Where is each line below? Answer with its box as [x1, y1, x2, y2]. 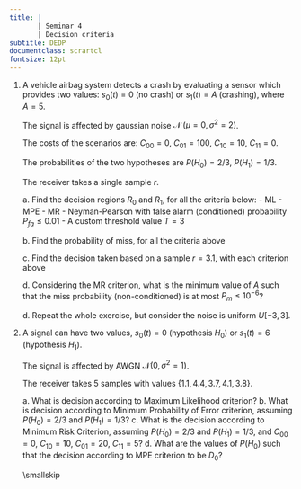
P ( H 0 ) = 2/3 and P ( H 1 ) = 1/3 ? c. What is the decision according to [22, 414, 265, 428]
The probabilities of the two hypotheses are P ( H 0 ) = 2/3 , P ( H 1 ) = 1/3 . [22, 157, 278, 171]
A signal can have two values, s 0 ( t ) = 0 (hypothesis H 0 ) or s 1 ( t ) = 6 [22, 327, 271, 340]
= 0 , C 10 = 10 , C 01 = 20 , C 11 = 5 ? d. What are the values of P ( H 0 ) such [22, 438, 281, 450]
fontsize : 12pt [9, 55, 66, 64]
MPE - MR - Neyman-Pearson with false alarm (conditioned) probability [22, 206, 288, 217]
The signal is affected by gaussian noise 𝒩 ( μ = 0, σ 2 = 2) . [22, 118, 239, 130]
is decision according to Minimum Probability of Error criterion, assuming [22, 405, 293, 416]
